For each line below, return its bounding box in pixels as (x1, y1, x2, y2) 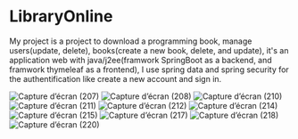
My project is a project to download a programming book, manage (9, 36, 252, 46)
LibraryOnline (9, 6, 113, 27)
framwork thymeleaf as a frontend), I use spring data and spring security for (9, 64, 290, 75)
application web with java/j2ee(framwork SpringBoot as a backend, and (9, 54, 272, 65)
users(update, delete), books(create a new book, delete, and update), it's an (9, 45, 289, 55)
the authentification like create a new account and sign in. (9, 73, 222, 84)
